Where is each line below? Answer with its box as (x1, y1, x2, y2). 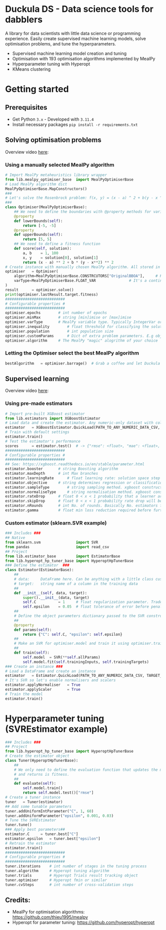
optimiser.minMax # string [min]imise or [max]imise (5, 315, 132, 320)
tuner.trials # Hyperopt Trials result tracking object (5, 873, 138, 878)
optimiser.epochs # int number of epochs (5, 310, 107, 315)
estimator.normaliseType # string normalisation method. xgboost (5, 489, 152, 494)
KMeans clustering (12, 66, 51, 72)
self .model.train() (23, 786, 63, 791)
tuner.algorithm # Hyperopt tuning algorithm (5, 869, 110, 874)
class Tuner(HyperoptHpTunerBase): (5, 758, 79, 763)
